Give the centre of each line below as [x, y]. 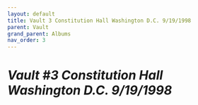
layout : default [31, 14]
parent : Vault [28, 27]
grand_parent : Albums [39, 34]
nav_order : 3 [27, 40]
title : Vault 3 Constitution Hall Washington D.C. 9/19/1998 [99, 21]
